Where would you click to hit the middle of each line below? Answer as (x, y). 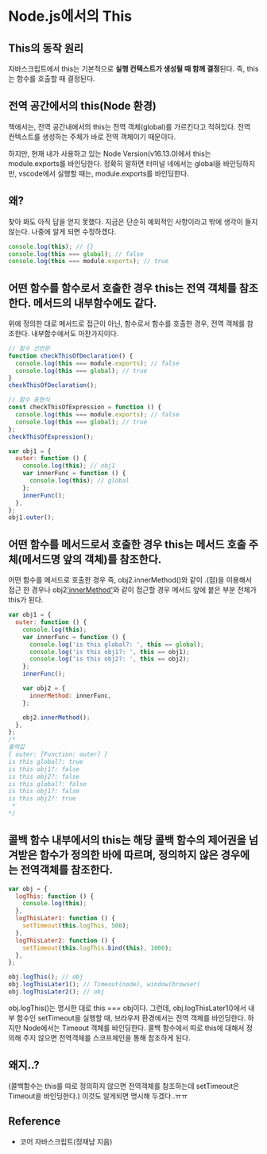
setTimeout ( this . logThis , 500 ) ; (76, 926)
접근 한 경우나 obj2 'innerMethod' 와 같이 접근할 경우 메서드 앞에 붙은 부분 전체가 (132, 590)
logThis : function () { (54, 896)
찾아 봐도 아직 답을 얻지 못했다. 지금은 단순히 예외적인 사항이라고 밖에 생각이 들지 (133, 221)
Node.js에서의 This (70, 16)
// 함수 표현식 (29, 400)
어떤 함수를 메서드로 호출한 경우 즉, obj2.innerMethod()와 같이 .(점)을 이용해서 (130, 580)
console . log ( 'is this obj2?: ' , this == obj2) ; (110, 659)
